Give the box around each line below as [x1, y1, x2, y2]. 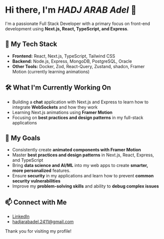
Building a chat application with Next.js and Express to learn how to [12, 99, 149, 105]
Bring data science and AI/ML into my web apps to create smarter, [12, 163, 148, 168]
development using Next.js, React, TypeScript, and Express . [5, 25, 129, 31]
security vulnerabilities [12, 178, 61, 184]
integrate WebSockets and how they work [12, 104, 98, 110]
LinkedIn [12, 214, 30, 219]
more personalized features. [12, 167, 71, 173]
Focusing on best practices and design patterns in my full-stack [12, 115, 143, 120]
